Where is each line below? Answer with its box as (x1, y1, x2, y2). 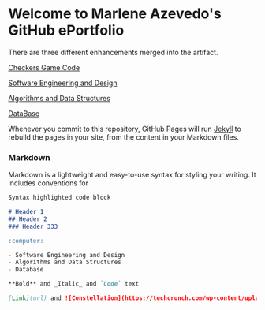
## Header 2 (8, 215, 47, 223)
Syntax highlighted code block (8, 194, 111, 202)
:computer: (8, 237, 44, 245)
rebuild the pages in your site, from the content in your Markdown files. (8, 132, 239, 142)
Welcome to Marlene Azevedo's (8, 5, 222, 23)
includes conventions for (8, 178, 89, 188)
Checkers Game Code (8, 62, 80, 72)
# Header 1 (8, 208, 44, 216)
